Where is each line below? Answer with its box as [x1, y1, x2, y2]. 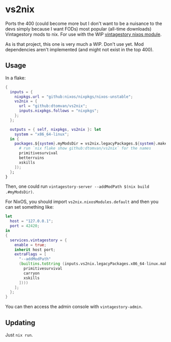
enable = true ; [14, 242, 47, 247]
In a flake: [5, 75, 26, 81]
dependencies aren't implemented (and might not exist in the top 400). [5, 46, 154, 52]
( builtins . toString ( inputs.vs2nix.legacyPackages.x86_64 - [18, 261, 147, 267]
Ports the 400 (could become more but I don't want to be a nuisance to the [5, 20, 162, 26]
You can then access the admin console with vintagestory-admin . [5, 304, 142, 310]
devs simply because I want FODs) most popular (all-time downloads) [5, 25, 152, 32]
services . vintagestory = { [10, 238, 67, 243]
